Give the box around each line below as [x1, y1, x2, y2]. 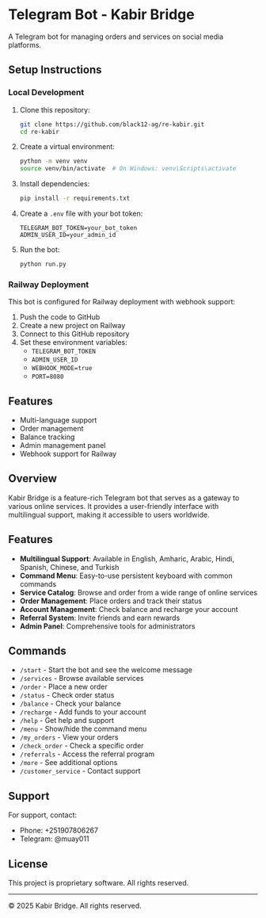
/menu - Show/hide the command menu [19, 724, 147, 734]
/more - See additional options [19, 758, 118, 767]
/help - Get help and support [19, 716, 115, 725]
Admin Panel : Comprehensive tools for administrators [19, 621, 196, 631]
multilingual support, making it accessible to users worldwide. [8, 510, 210, 519]
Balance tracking [19, 432, 75, 442]
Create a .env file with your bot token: [19, 208, 143, 218]
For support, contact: [8, 810, 78, 820]
